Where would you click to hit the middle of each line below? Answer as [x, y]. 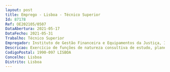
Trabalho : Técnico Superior [35, 39]
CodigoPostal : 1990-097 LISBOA [38, 52]
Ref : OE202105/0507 [26, 24]
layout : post [19, 10]
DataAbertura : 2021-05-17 [32, 29]
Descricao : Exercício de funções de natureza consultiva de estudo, [79, 48]
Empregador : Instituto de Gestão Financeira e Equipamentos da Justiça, [83, 43]
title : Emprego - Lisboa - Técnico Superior [53, 15]
